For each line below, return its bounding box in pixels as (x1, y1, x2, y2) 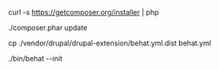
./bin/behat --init (8, 54, 63, 63)
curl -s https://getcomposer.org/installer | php (8, 8, 159, 17)
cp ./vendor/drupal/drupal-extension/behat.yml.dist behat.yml (8, 38, 212, 48)
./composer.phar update (8, 23, 88, 32)
